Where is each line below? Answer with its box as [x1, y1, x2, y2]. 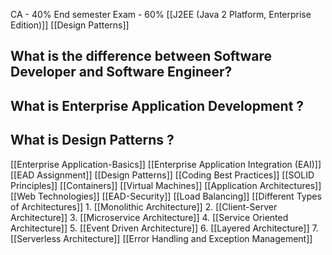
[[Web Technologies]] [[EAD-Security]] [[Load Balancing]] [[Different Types [10, 190, 322, 202]
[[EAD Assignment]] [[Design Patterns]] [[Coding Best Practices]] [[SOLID [10, 169, 315, 181]
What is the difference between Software [10, 48, 273, 65]
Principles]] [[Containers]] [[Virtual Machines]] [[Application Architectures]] [10, 179, 322, 191]
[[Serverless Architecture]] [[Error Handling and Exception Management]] [10, 232, 313, 244]
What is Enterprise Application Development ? [10, 97, 305, 114]
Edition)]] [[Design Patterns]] [10, 19, 130, 31]
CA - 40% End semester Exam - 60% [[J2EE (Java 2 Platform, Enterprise [10, 9, 312, 20]
